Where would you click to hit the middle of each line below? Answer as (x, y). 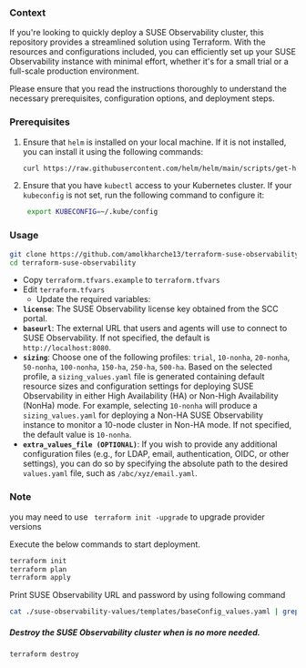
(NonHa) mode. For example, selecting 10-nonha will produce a (140, 406)
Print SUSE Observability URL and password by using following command (148, 595)
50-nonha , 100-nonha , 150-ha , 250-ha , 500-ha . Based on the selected (148, 367)
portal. (35, 319)
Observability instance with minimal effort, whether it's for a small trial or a (149, 62)
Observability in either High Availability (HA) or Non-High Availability (151, 396)
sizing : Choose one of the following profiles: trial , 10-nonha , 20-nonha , (156, 358)
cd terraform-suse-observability (73, 263)
